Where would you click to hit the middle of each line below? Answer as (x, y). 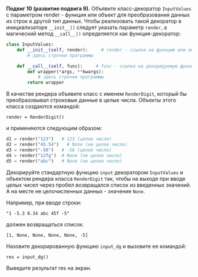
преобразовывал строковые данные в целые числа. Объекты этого (91, 100)
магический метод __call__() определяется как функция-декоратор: (94, 34)
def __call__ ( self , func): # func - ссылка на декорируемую (97, 66)
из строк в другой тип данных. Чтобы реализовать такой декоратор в (94, 21)
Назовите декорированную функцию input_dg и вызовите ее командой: (96, 246)
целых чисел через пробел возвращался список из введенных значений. (99, 185)
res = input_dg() (27, 257)
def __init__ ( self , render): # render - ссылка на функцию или (101, 50)
